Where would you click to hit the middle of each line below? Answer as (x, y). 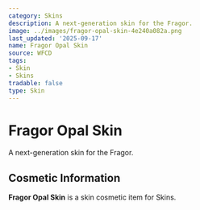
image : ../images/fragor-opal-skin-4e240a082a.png (95, 31)
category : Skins (35, 16)
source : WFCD (30, 53)
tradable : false (35, 83)
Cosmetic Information (65, 178)
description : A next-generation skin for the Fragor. (101, 23)
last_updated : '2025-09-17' (56, 38)
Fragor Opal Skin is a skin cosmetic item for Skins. (92, 197)
